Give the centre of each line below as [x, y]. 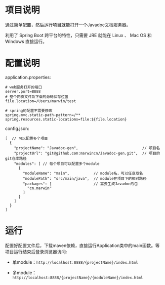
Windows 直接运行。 [26, 41]
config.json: [17, 128]
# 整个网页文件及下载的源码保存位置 [37, 97]
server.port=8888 [23, 91]
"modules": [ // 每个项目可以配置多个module [57, 163]
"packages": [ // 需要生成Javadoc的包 [81, 184]
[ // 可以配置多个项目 [27, 138]
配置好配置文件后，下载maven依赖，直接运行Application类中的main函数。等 [82, 245]
